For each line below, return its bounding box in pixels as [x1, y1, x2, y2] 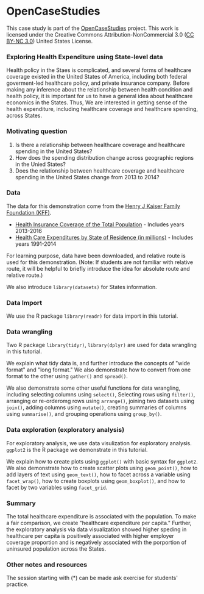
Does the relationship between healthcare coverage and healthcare [15, 166, 185, 174]
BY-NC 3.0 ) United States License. [6, 37, 93, 45]
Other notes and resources [6, 560, 87, 568]
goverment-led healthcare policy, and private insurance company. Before [6, 79, 190, 87]
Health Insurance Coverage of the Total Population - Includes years [15, 221, 185, 228]
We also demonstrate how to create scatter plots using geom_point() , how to [6, 464, 198, 471]
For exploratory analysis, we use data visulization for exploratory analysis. [6, 439, 192, 446]
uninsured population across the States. [6, 545, 107, 553]
